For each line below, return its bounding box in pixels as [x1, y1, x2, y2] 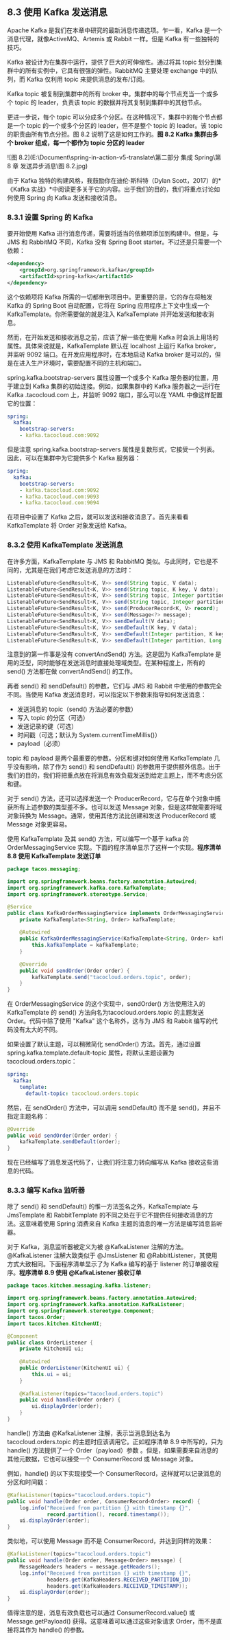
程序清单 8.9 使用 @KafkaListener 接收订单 [19, 1268, 142, 1277]
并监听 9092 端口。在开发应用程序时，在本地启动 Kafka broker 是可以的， [7, 350, 216, 359]
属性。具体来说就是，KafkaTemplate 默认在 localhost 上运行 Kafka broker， [7, 341, 220, 350]
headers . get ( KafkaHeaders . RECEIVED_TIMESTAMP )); [47, 1582, 188, 1589]
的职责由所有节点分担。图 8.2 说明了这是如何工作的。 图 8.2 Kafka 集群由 [7, 130, 213, 138]
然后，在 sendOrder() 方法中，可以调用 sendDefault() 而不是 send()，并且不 [7, 1103, 221, 1112]
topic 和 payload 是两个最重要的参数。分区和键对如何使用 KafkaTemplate [7, 754, 213, 763]
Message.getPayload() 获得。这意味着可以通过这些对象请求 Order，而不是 [7, 1617, 217, 1626]
